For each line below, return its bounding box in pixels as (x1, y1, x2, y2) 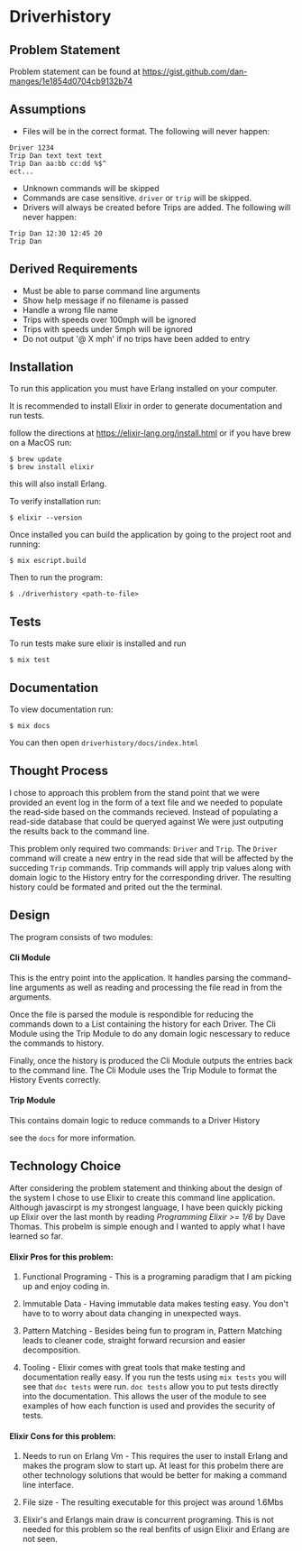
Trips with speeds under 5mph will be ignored (22, 323, 194, 335)
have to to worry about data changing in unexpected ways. (22, 1308, 242, 1319)
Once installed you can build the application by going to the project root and (9, 530, 292, 540)
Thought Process (9, 763, 108, 779)
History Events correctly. (9, 1074, 101, 1085)
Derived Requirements (9, 262, 138, 277)
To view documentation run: (9, 704, 114, 715)
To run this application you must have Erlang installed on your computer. (9, 383, 278, 394)
